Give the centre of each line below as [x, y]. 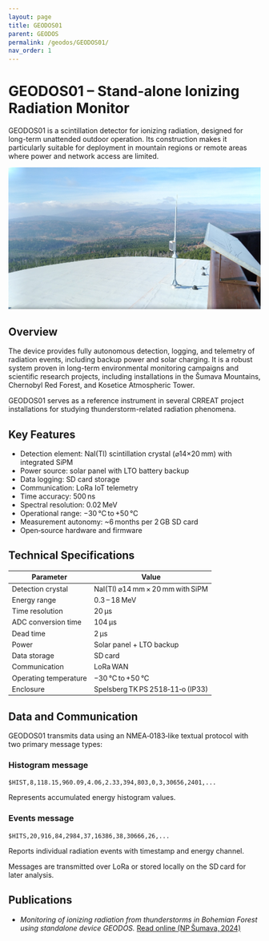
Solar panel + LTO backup [136, 644]
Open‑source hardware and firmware [81, 530]
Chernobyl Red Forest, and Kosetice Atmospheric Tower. [102, 386]
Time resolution [37, 611]
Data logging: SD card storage [70, 479]
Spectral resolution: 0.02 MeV [68, 504]
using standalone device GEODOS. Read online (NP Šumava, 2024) [130, 928]
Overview [33, 331]
